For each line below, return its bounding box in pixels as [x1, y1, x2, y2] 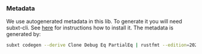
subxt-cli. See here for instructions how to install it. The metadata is [6, 24, 174, 31]
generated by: [6, 31, 41, 38]
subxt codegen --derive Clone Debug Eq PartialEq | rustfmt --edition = [6, 42, 189, 49]
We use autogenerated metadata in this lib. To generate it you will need [6, 18, 182, 25]
